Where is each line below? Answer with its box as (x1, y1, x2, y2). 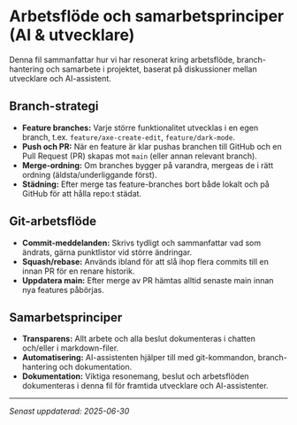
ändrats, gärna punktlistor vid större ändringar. (21, 246, 193, 258)
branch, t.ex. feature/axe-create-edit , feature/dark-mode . (21, 131, 236, 143)
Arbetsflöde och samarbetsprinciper (9, 6, 285, 27)
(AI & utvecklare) (9, 25, 135, 45)
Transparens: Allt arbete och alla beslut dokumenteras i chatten (21, 334, 256, 344)
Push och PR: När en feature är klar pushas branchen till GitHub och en (21, 141, 283, 151)
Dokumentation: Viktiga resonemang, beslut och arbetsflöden (21, 371, 249, 382)
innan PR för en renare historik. (21, 266, 135, 276)
